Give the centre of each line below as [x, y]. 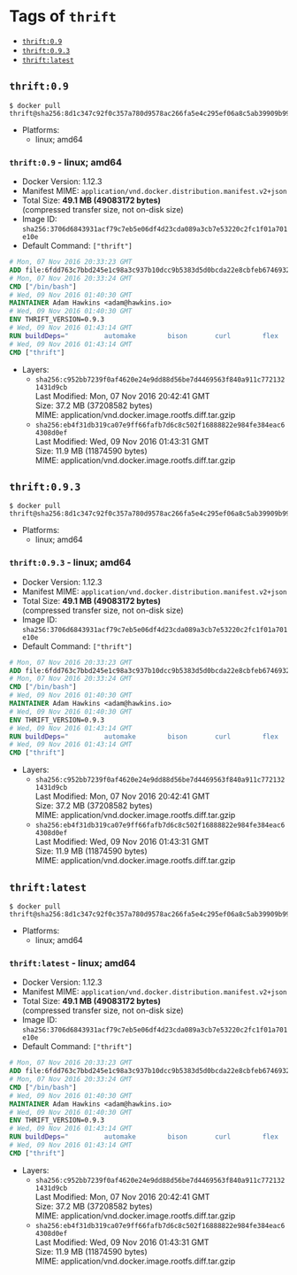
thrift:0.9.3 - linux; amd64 [70, 562]
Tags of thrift [63, 16]
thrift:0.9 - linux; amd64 [65, 162]
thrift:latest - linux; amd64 [72, 962]
